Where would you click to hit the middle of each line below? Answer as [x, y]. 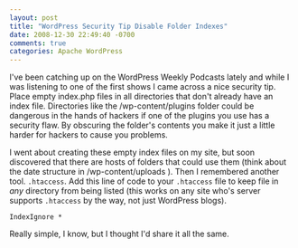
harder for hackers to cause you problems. [89, 135]
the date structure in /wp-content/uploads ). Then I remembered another [144, 172]
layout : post [34, 18]
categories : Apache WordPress [66, 52]
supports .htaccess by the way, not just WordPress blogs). [118, 201]
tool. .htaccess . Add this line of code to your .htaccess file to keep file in [144, 181]
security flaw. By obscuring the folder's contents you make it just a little [142, 125]
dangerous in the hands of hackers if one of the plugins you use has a [140, 116]
